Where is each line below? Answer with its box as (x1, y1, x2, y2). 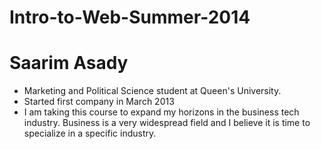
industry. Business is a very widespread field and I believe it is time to (23, 117, 311, 129)
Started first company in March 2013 (23, 96, 175, 108)
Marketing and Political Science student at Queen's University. (23, 85, 282, 97)
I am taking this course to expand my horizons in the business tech (23, 106, 300, 118)
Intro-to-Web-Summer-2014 (9, 6, 251, 29)
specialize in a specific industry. (23, 127, 157, 140)
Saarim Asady (9, 52, 129, 75)
